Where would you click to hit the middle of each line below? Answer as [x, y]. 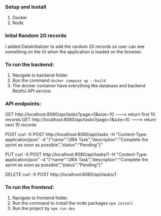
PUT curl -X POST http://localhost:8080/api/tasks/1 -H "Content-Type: [76, 154]
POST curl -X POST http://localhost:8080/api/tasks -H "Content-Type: [76, 135]
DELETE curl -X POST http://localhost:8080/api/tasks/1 [61, 175]
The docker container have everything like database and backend [79, 85]
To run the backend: [30, 64]
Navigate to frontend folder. [40, 198]
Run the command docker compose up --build [59, 80]
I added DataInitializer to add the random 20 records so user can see [75, 46]
